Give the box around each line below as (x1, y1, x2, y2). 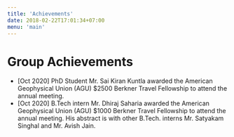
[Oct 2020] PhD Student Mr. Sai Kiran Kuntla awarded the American (17, 77, 213, 85)
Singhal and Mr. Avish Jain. (17, 122, 96, 130)
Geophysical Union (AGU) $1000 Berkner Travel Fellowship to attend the (17, 107, 226, 115)
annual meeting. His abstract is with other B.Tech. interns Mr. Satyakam (17, 114, 224, 123)
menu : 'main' (7, 23, 46, 30)
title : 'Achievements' (7, 10, 74, 18)
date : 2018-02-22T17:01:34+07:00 (7, 17, 105, 24)
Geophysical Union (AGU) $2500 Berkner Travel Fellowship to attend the (17, 84, 228, 93)
